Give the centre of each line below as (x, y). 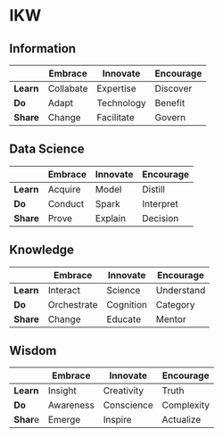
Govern (170, 117)
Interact (64, 290)
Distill (153, 189)
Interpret (160, 203)
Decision (161, 218)
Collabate (68, 88)
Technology (122, 103)
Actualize (182, 420)
